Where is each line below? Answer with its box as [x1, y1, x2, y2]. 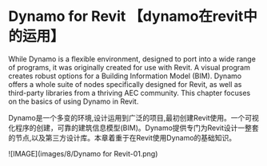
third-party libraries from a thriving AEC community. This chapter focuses [8, 88, 251, 97]
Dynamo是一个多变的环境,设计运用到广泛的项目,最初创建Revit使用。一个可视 [8, 113, 260, 122]
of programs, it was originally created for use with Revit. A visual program [8, 62, 250, 72]
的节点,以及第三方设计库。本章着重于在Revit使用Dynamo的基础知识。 [8, 132, 237, 142]
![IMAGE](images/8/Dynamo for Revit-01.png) [8, 148, 158, 158]
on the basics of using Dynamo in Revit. [8, 97, 139, 106]
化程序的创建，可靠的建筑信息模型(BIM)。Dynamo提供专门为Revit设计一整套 [8, 123, 260, 132]
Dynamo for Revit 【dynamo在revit [8, 7, 244, 26]
